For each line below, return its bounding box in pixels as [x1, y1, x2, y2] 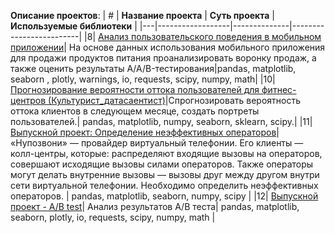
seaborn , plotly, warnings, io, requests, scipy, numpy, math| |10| [10, 73, 276, 85]
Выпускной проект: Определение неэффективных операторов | [10, 126, 280, 138]
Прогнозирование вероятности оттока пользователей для [10, 84, 260, 95]
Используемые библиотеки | [10, 20, 138, 32]
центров [10, 95, 47, 106]
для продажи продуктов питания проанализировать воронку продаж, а [10, 52, 317, 64]
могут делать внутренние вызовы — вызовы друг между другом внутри [10, 169, 320, 180]
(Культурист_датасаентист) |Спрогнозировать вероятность [48, 95, 301, 106]
